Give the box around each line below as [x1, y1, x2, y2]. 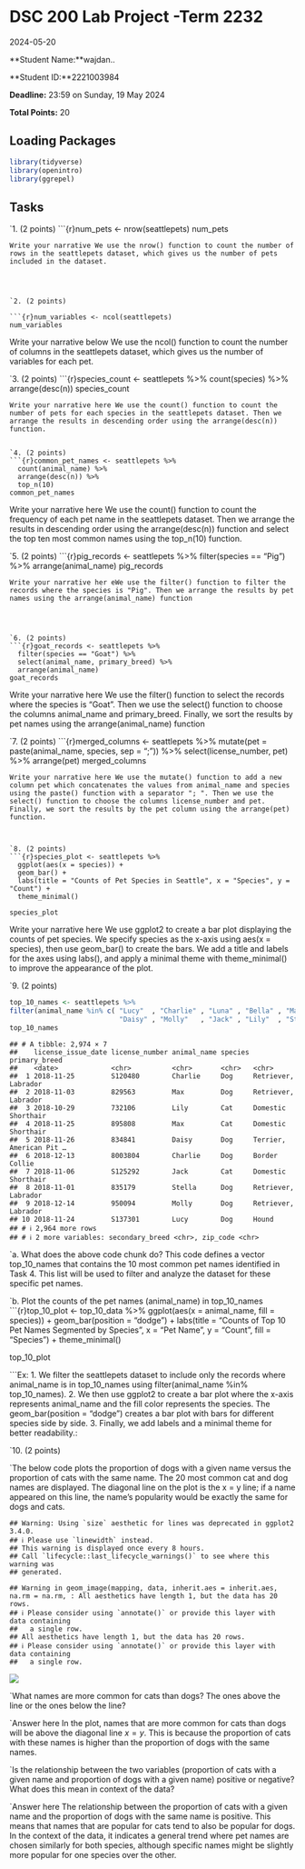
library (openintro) [9, 165, 84, 175]
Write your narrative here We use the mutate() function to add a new [9, 773, 282, 783]
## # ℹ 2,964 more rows [9, 1224, 97, 1233]
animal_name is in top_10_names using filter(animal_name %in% [9, 1379, 249, 1390]
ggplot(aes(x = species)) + [17, 861, 124, 870]
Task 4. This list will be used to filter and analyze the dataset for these [9, 1268, 271, 1279]
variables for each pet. [9, 356, 93, 367]
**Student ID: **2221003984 [9, 71, 120, 83]
